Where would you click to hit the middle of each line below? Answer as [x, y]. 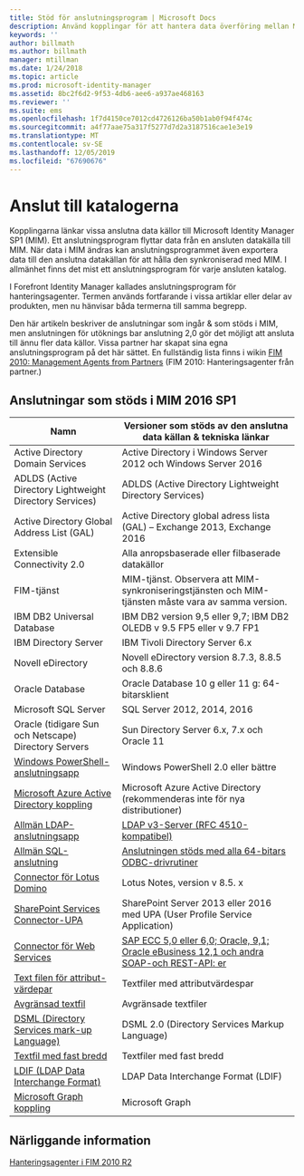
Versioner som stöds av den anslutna [206, 426]
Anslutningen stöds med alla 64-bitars [204, 851]
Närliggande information [80, 1140]
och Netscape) [46, 736]
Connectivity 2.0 [49, 564]
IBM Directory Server [59, 642]
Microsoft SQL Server [60, 709]
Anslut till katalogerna [94, 206]
